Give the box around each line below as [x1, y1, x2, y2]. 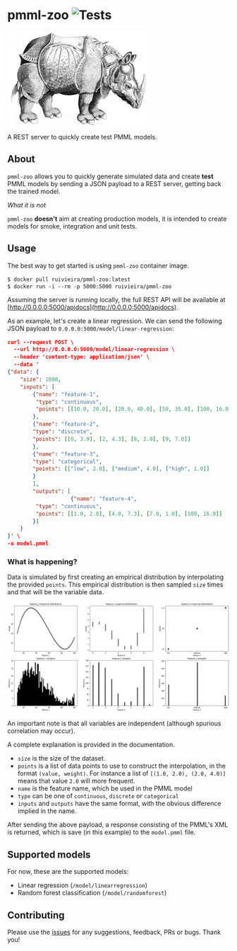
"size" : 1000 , [20, 376, 61, 383]
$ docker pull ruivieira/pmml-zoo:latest [7, 276, 131, 283]
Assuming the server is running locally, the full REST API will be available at [7, 295, 226, 304]
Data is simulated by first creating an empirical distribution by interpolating [7, 573, 224, 582]
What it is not [7, 200, 47, 209]
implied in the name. [17, 807, 77, 815]
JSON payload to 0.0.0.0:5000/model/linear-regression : [7, 324, 174, 333]
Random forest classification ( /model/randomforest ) [17, 889, 167, 897]
